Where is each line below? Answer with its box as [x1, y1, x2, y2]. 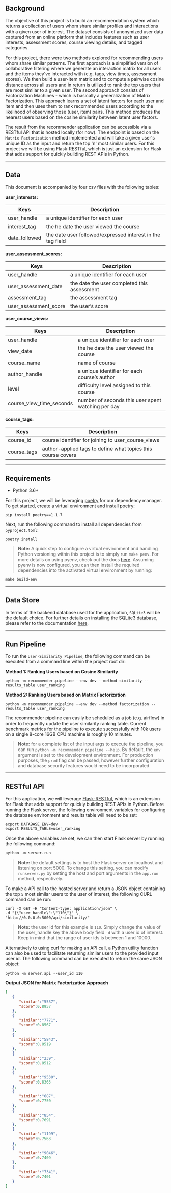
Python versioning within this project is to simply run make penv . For [17, 551, 159, 557]
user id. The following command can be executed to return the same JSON [5, 955, 162, 961]
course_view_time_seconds [8, 400, 73, 407]
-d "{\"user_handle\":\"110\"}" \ [5, 910, 79, 915]
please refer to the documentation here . [5, 620, 89, 626]
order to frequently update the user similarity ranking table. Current [5, 720, 147, 727]
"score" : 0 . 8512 [18, 1061, 51, 1066]
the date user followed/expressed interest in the [46, 231, 161, 238]
